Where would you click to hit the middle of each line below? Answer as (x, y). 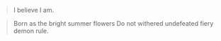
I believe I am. (34, 10)
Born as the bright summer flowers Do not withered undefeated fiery (113, 23)
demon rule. (31, 31)
